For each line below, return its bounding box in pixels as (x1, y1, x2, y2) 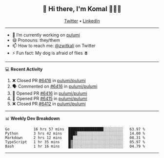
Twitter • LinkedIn (64, 18, 100, 23)
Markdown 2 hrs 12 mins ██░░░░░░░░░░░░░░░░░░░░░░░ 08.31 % (5, 135, 145, 140)
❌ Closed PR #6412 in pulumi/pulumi (12, 101, 86, 107)
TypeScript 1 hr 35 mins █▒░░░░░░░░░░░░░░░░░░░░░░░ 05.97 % (5, 139, 145, 144)
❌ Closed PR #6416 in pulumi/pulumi (12, 77, 86, 83)
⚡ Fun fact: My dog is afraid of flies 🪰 (12, 50, 89, 56)
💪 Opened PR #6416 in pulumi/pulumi (12, 90, 87, 96)
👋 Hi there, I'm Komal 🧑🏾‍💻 (42, 5, 122, 13)
